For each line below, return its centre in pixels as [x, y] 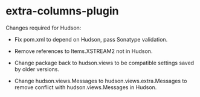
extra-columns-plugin [62, 11]
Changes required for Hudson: [44, 28]
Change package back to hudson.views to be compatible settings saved [104, 63]
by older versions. [37, 69]
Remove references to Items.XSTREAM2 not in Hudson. [83, 51]
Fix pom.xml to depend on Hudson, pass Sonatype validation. [91, 39]
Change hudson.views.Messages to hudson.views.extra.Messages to [101, 81]
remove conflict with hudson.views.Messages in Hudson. [85, 87]
